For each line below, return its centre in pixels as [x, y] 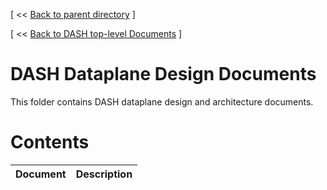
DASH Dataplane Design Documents [163, 74]
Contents [50, 142]
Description [104, 174]
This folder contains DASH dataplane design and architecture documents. [162, 101]
